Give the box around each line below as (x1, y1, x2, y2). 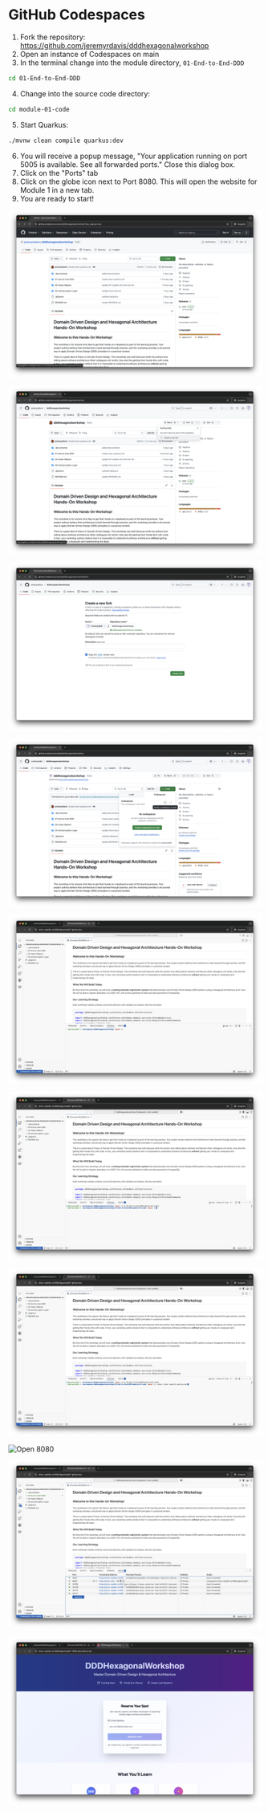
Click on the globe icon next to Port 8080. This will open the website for (19, 177, 258, 186)
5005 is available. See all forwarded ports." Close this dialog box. (19, 159, 235, 169)
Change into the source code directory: (19, 88, 151, 98)
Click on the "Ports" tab (19, 168, 99, 177)
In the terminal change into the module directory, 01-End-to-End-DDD (19, 58, 245, 67)
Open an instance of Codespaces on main (19, 49, 160, 59)
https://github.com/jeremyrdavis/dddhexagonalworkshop (19, 40, 209, 50)
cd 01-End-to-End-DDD (8, 74, 81, 82)
